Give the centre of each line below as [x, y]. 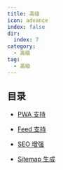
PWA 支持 [31, 115]
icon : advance [28, 20]
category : [22, 46]
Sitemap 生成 [36, 159]
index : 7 [26, 40]
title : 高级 [23, 14]
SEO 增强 [30, 144]
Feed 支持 [32, 129]
